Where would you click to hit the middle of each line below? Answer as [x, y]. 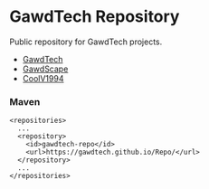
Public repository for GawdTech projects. [86, 42]
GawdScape [45, 69]
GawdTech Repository [95, 17]
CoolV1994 [43, 78]
